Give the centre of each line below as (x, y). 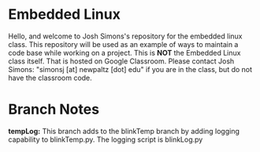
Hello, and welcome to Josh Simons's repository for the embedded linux (125, 36)
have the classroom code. (50, 78)
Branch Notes (54, 109)
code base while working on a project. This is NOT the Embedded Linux (124, 52)
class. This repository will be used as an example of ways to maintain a (123, 44)
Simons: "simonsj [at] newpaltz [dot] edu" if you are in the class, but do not (130, 69)
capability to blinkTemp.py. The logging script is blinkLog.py (106, 139)
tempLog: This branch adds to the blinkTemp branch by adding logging (124, 131)
